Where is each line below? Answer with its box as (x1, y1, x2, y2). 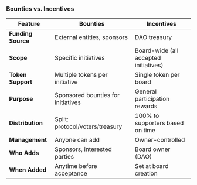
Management (9, 136, 47, 144)
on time (134, 126, 156, 135)
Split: (55, 115, 69, 124)
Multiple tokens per (55, 71, 108, 79)
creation (134, 169, 158, 177)
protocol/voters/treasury (55, 122, 123, 131)
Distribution (9, 119, 43, 127)
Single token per (134, 71, 180, 79)
